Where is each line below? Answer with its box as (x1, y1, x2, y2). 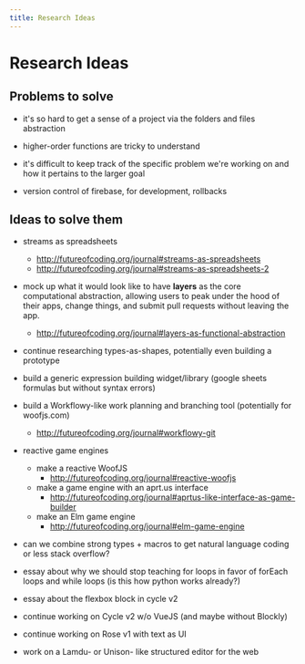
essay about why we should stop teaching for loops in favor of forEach (22, 566, 289, 577)
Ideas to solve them (9, 212, 123, 228)
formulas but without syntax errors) (22, 382, 157, 393)
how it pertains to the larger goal (22, 168, 146, 179)
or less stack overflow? (22, 548, 110, 559)
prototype (22, 355, 61, 366)
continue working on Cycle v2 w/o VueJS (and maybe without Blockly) (22, 611, 289, 622)
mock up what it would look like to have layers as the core (22, 281, 241, 292)
